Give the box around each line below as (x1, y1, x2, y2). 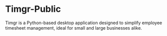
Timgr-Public (5, 3, 61, 15)
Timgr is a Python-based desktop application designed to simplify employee (5, 20, 162, 26)
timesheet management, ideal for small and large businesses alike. (5, 25, 142, 31)
